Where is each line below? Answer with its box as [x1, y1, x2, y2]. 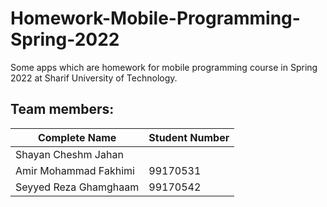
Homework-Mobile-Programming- [10, 7, 301, 30]
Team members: [10, 101, 115, 118]
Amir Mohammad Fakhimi [15, 163, 135, 177]
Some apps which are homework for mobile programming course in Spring [10, 61, 318, 73]
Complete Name [37, 130, 117, 144]
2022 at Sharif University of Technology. [10, 72, 178, 84]
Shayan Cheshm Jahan [15, 147, 124, 161]
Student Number [148, 130, 230, 144]
